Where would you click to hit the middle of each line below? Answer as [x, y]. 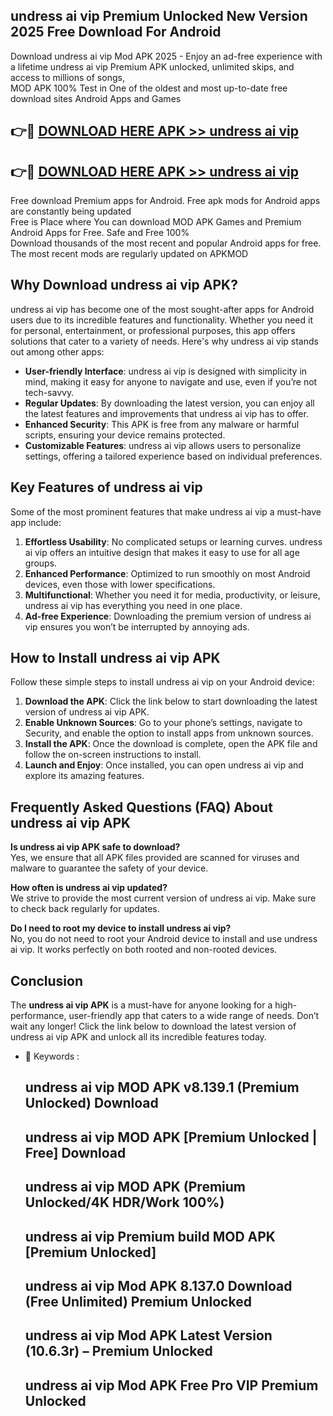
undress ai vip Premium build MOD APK [150, 1236]
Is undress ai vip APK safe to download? [95, 847]
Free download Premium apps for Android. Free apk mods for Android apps [165, 201]
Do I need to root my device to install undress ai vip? [121, 928]
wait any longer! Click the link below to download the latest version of [153, 1026]
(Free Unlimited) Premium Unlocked [138, 1302]
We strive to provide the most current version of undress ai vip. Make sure [163, 898]
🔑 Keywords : [52, 1056]
